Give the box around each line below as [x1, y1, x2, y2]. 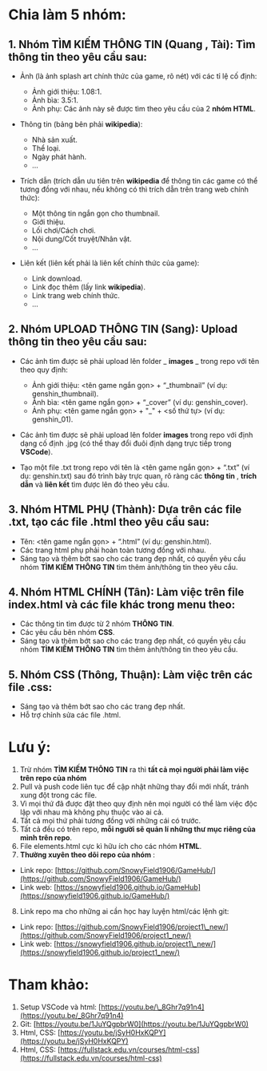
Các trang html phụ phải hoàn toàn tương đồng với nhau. [19, 545, 206, 555]
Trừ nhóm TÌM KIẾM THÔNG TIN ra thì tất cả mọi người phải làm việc [19, 765, 249, 774]
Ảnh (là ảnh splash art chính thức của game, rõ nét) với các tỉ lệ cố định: [19, 71, 257, 81]
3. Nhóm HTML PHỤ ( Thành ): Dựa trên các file [8, 503, 242, 516]
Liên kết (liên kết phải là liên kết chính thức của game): [19, 258, 200, 268]
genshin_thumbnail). [31, 389, 99, 398]
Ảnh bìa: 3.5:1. [31, 95, 78, 105]
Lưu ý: [8, 738, 51, 757]
